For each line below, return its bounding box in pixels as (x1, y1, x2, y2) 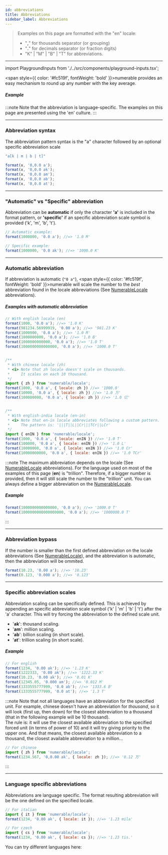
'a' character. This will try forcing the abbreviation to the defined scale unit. (5, 611, 160, 617)
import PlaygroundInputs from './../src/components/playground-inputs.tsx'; (5, 65, 159, 71)
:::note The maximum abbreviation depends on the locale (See (5, 459, 133, 465)
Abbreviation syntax (5, 127, 56, 134)
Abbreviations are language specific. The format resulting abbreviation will (5, 792, 158, 798)
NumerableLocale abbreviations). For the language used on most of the (5, 465, 152, 471)
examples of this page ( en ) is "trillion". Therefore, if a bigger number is (5, 470, 151, 476)
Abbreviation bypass (5, 536, 57, 543)
